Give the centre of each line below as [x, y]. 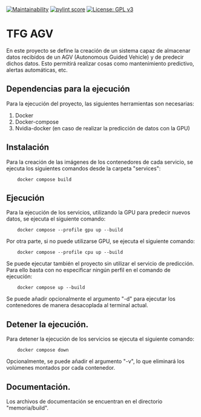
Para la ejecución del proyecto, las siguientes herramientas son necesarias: [100, 104]
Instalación [28, 148]
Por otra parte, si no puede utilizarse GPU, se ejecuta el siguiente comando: [101, 241]
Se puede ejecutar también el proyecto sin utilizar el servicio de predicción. [100, 264]
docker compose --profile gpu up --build [70, 230]
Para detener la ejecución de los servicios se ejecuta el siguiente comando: [100, 339]
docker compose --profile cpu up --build [70, 252]
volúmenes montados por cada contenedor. [61, 368]
